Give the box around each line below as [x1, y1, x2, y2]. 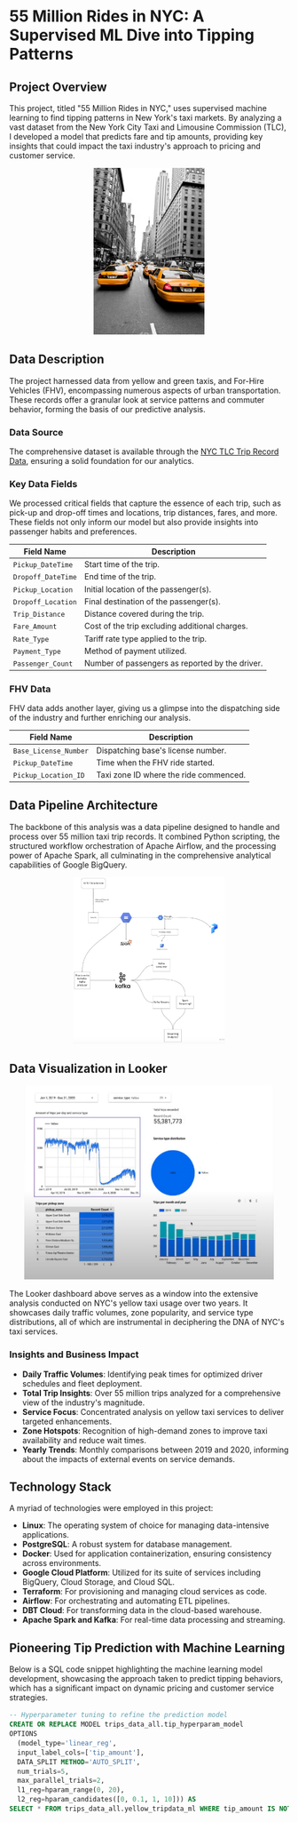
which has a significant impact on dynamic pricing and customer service [9, 1682, 275, 1694]
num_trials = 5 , [17, 1767, 69, 1776]
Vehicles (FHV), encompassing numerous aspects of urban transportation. [9, 385, 281, 396]
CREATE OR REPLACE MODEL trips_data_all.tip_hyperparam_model [9, 1720, 244, 1730]
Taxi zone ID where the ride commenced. [96, 770, 247, 780]
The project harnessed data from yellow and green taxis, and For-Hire [9, 375, 264, 386]
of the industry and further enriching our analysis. [9, 712, 192, 723]
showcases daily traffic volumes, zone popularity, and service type [9, 1307, 255, 1318]
